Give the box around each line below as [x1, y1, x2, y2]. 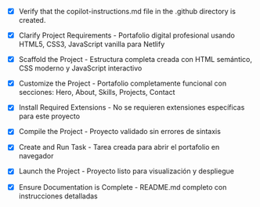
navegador [18, 151, 54, 161]
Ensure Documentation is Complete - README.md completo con [18, 182, 227, 191]
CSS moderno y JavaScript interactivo [18, 64, 143, 73]
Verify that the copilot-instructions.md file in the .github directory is [18, 7, 237, 16]
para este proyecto [18, 111, 80, 121]
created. [18, 16, 46, 25]
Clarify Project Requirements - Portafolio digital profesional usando [18, 31, 236, 40]
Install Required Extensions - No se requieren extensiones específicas [18, 103, 245, 112]
